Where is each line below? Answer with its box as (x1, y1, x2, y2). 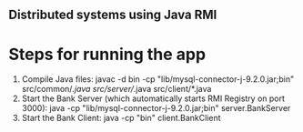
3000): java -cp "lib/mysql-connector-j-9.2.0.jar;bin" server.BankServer (21, 103, 291, 114)
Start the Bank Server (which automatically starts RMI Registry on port (21, 93, 286, 104)
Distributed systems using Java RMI (8, 7, 217, 23)
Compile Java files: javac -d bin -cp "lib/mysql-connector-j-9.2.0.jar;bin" (21, 74, 295, 85)
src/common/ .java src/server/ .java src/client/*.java (21, 84, 212, 95)
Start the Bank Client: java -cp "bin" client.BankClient (21, 113, 221, 124)
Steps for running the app (8, 44, 207, 65)
